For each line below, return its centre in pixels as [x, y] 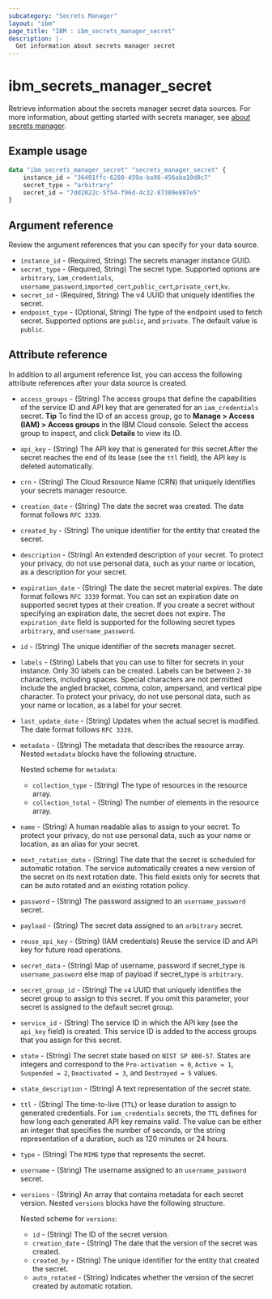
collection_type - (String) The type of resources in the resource [140, 785]
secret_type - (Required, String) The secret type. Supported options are [140, 269]
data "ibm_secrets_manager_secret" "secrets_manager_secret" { [117, 170]
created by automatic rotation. [83, 1286]
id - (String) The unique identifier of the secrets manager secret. [128, 646]
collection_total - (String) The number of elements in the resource [145, 802]
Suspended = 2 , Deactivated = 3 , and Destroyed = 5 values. [119, 1073]
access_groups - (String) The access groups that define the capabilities [138, 399]
